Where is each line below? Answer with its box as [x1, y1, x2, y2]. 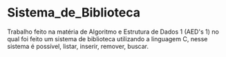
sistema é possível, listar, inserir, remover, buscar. [7, 42, 149, 50]
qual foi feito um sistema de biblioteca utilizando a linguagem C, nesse [7, 34, 208, 43]
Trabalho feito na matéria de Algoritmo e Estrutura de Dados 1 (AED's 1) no [7, 27, 219, 36]
